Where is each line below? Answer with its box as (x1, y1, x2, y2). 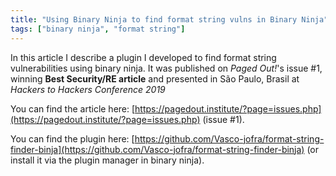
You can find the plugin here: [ (10, 132, 135, 145)
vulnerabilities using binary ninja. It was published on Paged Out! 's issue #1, (10, 62, 323, 74)
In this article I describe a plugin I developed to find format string (10, 51, 277, 63)
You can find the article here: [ (10, 102, 136, 115)
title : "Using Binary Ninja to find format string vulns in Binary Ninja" (10, 14, 329, 25)
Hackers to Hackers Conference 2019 (10, 83, 166, 95)
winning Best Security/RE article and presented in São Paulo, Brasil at (10, 72, 300, 85)
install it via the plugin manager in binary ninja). (10, 154, 205, 166)
